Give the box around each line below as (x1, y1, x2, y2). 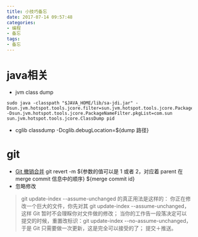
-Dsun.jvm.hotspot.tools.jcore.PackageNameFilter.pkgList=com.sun (6, 110, 173, 116)
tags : (6, 36, 20, 42)
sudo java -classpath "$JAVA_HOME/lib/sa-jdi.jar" (6, 100, 133, 106)
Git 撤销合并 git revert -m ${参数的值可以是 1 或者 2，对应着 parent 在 (15, 167, 183, 175)
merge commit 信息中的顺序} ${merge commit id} (15, 175, 135, 182)
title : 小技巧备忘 (6, 8, 48, 15)
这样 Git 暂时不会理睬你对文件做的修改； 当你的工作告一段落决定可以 (21, 210, 187, 217)
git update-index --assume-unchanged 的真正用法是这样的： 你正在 (21, 195, 186, 202)
